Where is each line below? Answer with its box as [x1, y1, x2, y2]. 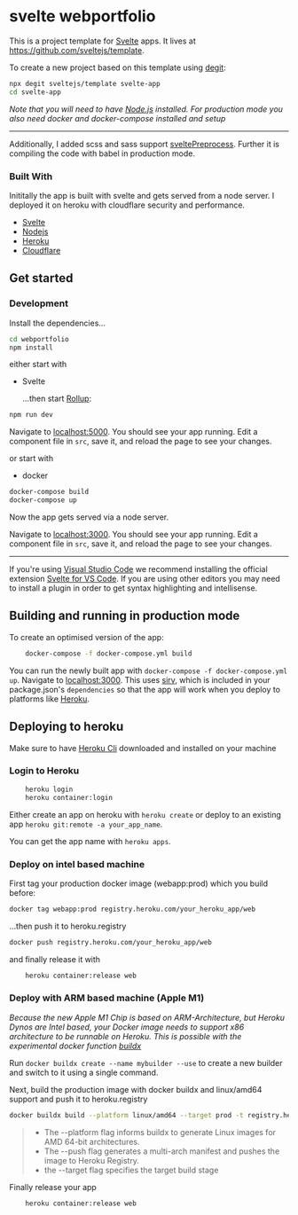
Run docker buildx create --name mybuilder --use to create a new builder [9, 1057, 283, 1068]
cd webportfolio [9, 334, 69, 343]
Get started [9, 270, 74, 286]
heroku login [25, 785, 74, 794]
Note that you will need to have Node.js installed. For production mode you [9, 104, 284, 114]
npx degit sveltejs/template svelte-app [9, 79, 161, 88]
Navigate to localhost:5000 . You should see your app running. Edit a [9, 427, 258, 437]
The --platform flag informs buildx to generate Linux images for [43, 1126, 277, 1137]
